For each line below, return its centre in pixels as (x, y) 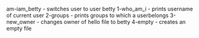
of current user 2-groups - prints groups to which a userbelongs (88, 15)
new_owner (21, 22)
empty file (19, 28)
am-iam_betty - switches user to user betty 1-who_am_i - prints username (100, 9)
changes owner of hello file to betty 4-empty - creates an (113, 22)
